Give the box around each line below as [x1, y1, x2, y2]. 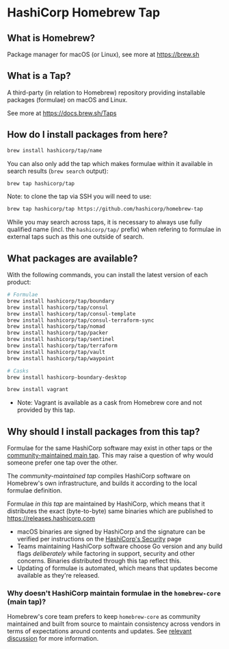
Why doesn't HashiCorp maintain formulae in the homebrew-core [7, 589, 221, 598]
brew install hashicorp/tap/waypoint [7, 355, 115, 362]
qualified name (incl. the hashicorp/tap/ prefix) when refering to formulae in [7, 225, 221, 234]
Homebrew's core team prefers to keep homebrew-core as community [7, 613, 201, 621]
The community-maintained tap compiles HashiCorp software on [7, 472, 191, 480]
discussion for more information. [7, 635, 99, 643]
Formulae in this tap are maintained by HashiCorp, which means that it [7, 499, 205, 508]
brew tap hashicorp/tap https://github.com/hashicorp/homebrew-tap [7, 206, 204, 213]
